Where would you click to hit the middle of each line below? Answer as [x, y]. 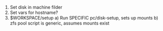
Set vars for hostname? [34, 12]
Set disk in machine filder [36, 7]
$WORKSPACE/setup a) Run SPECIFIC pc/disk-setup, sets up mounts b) [84, 18]
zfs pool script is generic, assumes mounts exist [59, 23]
